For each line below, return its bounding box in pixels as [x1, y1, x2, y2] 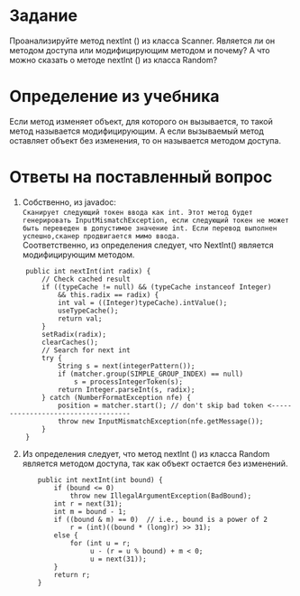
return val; [57, 313, 103, 323]
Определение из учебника [9, 87, 220, 107]
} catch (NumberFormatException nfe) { [41, 393, 192, 402]
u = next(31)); [89, 554, 147, 563]
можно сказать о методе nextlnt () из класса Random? [9, 54, 218, 65]
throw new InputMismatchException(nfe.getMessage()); [57, 416, 264, 425]
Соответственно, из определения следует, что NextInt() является [22, 239, 274, 250]
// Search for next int [41, 345, 131, 355]
